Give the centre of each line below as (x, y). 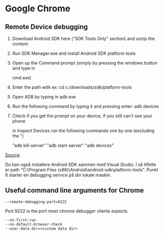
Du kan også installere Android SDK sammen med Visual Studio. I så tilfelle (81, 165)
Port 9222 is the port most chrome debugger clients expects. (67, 211)
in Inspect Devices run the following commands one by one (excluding (83, 131)
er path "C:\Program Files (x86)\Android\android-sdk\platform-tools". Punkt (82, 170)
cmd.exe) (22, 78)
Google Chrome (38, 9)
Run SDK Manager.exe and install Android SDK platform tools (74, 53)
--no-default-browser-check (34, 224)
